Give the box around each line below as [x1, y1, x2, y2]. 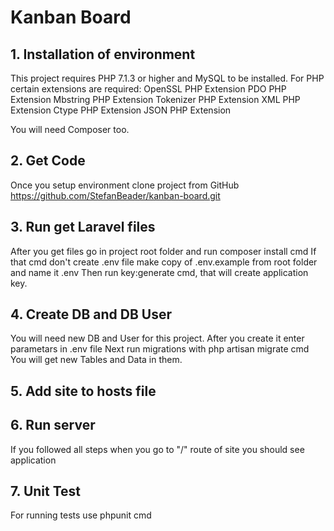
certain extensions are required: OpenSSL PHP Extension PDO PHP [10, 83, 287, 95]
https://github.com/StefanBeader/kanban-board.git [10, 189, 221, 201]
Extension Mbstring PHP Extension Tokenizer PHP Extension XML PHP [10, 94, 301, 105]
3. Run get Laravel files [10, 219, 156, 236]
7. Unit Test [10, 483, 82, 500]
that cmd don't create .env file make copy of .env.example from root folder [10, 256, 318, 268]
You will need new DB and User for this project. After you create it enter [10, 332, 305, 345]
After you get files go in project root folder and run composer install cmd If [10, 245, 317, 257]
